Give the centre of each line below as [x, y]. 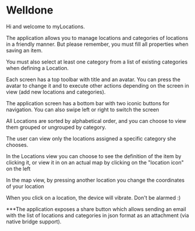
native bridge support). [34, 222]
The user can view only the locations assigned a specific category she [91, 138]
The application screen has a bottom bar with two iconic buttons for [88, 103]
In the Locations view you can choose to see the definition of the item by [94, 156]
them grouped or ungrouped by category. [56, 127]
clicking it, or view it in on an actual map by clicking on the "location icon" [95, 162]
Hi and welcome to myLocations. [46, 26]
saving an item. [24, 50]
